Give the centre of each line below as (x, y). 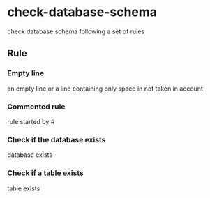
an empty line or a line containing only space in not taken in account (105, 89)
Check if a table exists (45, 173)
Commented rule (36, 107)
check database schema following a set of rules (76, 31)
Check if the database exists (57, 139)
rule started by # (31, 121)
